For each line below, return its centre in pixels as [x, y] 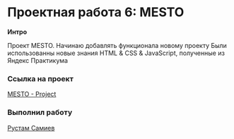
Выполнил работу [40, 112]
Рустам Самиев [31, 128]
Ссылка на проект [41, 78]
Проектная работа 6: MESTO [96, 12]
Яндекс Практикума [38, 60]
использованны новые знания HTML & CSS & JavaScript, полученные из [116, 53]
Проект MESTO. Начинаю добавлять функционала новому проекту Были [117, 45]
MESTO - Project [32, 94]
